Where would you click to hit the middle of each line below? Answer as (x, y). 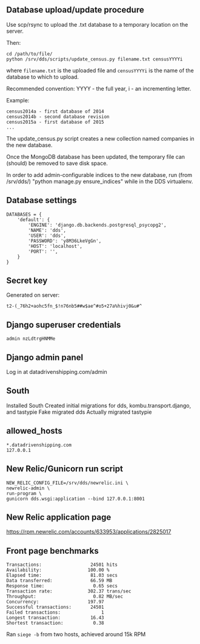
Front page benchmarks (52, 551)
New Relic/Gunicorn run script (65, 469)
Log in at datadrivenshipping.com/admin (57, 372)
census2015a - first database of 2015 (55, 122)
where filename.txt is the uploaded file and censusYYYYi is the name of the (100, 70)
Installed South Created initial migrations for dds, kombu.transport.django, (99, 405)
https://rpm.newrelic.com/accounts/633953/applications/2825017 (89, 532)
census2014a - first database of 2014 (55, 111)
